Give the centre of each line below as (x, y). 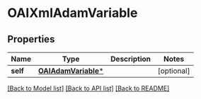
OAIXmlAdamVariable (73, 13)
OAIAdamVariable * (71, 71)
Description (131, 59)
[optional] (174, 71)
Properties (31, 39)
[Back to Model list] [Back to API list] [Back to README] (88, 88)
